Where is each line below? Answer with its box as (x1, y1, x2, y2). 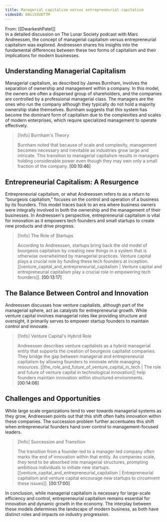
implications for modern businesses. (5, 52, 80, 58)
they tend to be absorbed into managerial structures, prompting (17, 459, 149, 465)
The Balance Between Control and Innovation (5, 289, 149, 297)
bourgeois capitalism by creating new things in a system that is (17, 248, 147, 254)
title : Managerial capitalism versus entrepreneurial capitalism (5, 7, 144, 13)
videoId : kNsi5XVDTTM (5, 12, 50, 17)
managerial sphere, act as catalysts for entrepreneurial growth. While (5, 307, 148, 313)
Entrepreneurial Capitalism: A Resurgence (5, 178, 139, 186)
